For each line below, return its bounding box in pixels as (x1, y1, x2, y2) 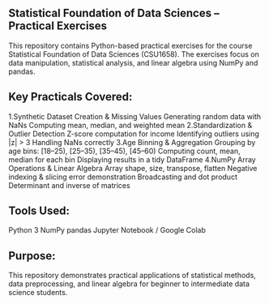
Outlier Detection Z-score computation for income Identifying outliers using (8, 129, 259, 139)
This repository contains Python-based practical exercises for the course (8, 41, 253, 50)
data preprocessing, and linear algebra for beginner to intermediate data (8, 279, 250, 289)
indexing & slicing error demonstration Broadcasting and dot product (8, 172, 237, 182)
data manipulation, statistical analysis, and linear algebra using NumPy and (8, 58, 258, 67)
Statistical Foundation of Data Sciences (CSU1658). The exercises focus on (8, 49, 259, 59)
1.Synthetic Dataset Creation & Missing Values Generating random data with (8, 111, 262, 121)
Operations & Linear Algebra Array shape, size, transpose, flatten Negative (8, 163, 258, 173)
